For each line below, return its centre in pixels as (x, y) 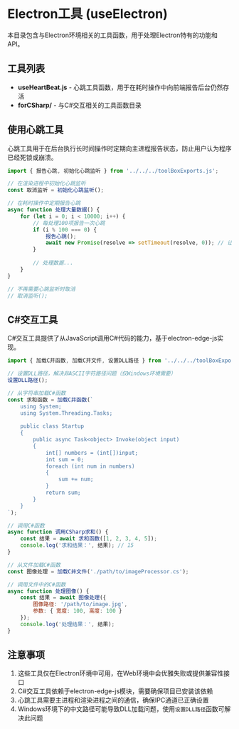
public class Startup (52, 426)
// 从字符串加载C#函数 (37, 393)
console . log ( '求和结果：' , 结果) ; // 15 (77, 546)
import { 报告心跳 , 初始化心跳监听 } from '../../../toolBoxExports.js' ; (113, 171)
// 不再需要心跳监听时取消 (42, 289)
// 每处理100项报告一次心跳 (69, 223)
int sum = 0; (64, 459)
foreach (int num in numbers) (90, 466)
